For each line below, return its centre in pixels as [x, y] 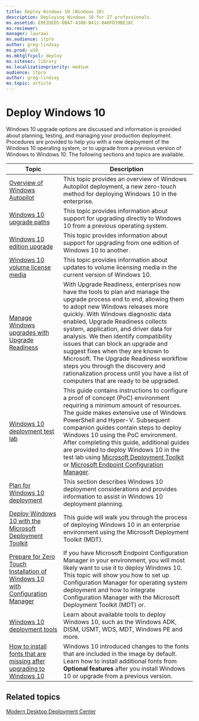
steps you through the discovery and [114, 366]
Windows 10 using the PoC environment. [120, 435]
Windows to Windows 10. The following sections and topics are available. [95, 154]
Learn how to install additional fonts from [120, 661]
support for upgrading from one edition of [121, 243]
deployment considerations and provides [120, 489]
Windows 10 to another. [97, 250]
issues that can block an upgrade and [115, 344]
